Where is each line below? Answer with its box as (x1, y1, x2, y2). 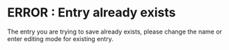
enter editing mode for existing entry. (7, 34, 113, 42)
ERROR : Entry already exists (7, 5, 176, 21)
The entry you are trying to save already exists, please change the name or (7, 27, 223, 36)
